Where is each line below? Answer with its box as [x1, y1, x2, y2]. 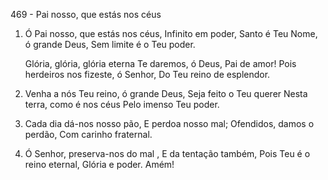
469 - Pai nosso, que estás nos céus [10, 9, 162, 20]
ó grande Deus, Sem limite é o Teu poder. [24, 39, 196, 50]
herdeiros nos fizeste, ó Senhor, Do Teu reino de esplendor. [24, 69, 271, 80]
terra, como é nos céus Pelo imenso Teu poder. [24, 99, 220, 110]
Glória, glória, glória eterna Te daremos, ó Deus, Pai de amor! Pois [24, 58, 297, 69]
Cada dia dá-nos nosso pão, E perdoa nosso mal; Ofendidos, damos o [24, 118, 315, 129]
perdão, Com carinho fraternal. [24, 129, 153, 140]
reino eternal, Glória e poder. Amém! [24, 159, 175, 170]
